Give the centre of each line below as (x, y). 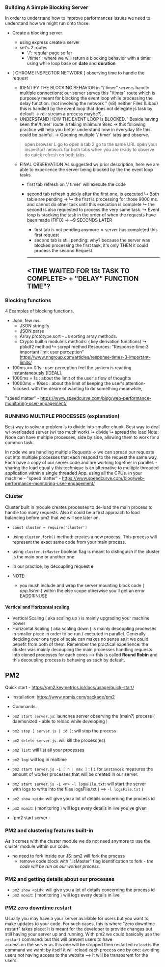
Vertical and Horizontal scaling (37, 607)
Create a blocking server (37, 33)
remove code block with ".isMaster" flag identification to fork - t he (86, 861)
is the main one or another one (43, 556)
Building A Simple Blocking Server (47, 7)
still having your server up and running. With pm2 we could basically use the (82, 934)
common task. (20, 443)
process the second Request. (64, 251)
